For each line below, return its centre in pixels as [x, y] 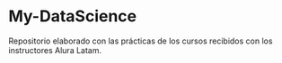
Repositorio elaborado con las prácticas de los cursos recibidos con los [141, 41]
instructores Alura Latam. [55, 50]
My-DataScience [73, 16]
